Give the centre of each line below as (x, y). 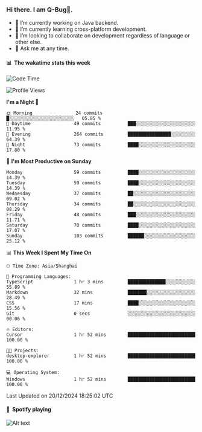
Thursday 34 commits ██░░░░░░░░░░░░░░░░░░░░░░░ (101, 204)
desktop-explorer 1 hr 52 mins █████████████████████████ (101, 356)
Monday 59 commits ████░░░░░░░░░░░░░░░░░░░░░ (101, 172)
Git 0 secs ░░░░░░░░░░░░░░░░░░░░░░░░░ (101, 314)
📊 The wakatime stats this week (48, 62)
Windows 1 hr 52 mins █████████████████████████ (101, 379)
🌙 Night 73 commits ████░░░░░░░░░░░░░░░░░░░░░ (101, 144)
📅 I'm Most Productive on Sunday (49, 161)
